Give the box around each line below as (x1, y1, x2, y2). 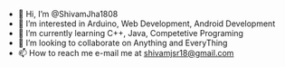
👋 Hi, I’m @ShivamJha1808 (17, 9, 119, 19)
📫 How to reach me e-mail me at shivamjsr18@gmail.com (17, 48, 234, 58)
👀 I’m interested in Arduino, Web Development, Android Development (17, 18, 276, 29)
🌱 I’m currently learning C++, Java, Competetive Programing (17, 28, 244, 38)
